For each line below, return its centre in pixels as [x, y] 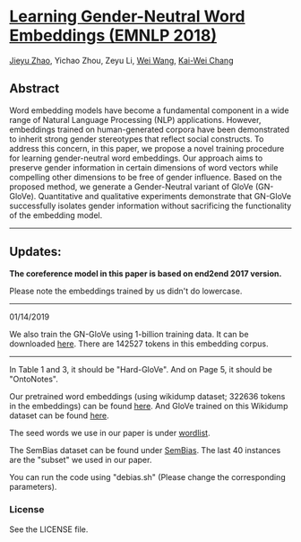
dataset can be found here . [59, 415]
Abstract [34, 88]
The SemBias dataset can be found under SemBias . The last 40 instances [145, 450]
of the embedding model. [56, 215]
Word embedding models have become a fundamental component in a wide [149, 110]
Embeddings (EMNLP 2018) [113, 35]
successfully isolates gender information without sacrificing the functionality [150, 205]
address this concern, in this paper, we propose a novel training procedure [147, 148]
